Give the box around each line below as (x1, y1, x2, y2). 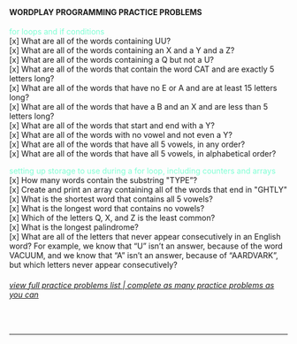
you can (9, 289, 40, 300)
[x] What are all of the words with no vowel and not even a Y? (9, 130, 232, 141)
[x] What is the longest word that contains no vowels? (9, 203, 205, 214)
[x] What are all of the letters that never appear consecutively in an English (9, 232, 281, 242)
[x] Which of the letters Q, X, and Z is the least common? (9, 212, 216, 224)
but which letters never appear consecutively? (9, 260, 179, 271)
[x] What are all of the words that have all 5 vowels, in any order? (9, 139, 246, 149)
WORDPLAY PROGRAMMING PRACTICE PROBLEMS (9, 6, 202, 17)
